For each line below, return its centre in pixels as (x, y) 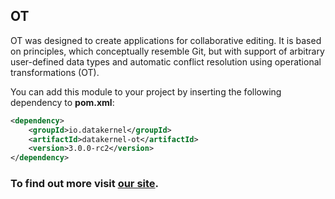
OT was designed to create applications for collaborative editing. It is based (166, 40)
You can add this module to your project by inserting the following (146, 91)
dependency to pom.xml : (62, 102)
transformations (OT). (55, 72)
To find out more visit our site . (85, 184)
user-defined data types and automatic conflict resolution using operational (166, 61)
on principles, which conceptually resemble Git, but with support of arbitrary (167, 51)
